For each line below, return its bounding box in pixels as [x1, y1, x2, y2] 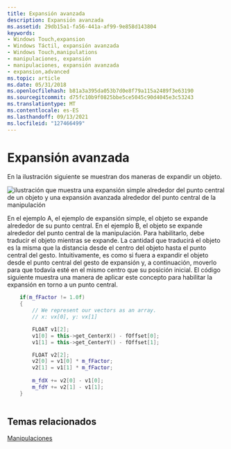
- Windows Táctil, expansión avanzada [7, 42, 119, 49]
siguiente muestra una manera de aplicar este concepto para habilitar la [7, 273, 213, 282]
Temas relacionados [7, 416, 97, 427]
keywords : [7, 29, 36, 37]
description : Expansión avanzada [7, 17, 104, 24]
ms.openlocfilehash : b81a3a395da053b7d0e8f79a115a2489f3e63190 [7, 87, 194, 94]
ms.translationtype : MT [7, 101, 76, 108]
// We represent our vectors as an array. [32, 307, 157, 314]
